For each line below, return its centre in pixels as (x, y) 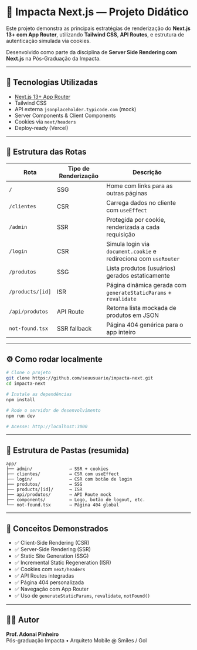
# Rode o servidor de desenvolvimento (53, 410)
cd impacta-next (26, 384)
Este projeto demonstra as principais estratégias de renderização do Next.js (98, 28)
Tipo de (79, 168)
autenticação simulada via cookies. (48, 41)
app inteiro (121, 332)
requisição (121, 234)
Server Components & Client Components (65, 115)
